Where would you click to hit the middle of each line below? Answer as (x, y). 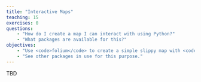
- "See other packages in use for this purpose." (80, 56)
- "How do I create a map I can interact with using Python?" (96, 34)
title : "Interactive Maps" (40, 12)
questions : (20, 28)
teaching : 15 (22, 17)
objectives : (21, 45)
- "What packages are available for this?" (72, 40)
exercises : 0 (22, 23)
